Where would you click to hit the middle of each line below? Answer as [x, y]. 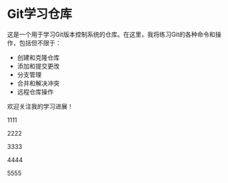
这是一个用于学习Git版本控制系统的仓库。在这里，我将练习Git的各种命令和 [111, 34]
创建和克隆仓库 [38, 57]
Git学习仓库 [39, 14]
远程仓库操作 [35, 91]
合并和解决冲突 [38, 83]
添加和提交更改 [38, 66]
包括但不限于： [40, 42]
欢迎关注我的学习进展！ [40, 106]
